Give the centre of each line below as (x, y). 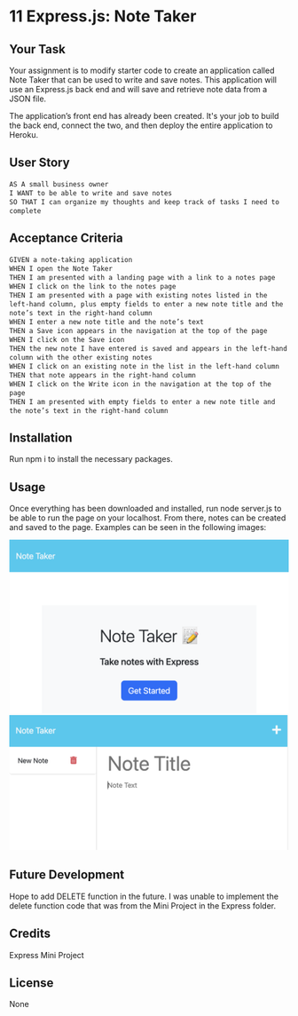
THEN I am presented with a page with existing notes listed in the (138, 295)
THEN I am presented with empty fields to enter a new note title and (142, 401)
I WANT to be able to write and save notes (91, 193)
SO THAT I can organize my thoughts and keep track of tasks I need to (144, 202)
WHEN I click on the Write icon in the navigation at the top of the (141, 384)
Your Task (38, 49)
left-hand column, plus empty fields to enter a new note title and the (146, 304)
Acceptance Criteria (66, 238)
